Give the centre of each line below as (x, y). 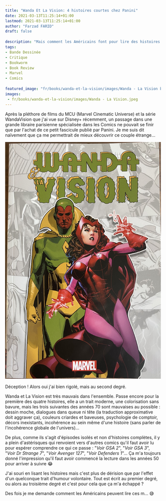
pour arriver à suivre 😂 (29, 464)
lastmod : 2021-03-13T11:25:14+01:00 (43, 21)
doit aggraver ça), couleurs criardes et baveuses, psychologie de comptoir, (82, 417)
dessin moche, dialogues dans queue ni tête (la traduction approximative (79, 412)
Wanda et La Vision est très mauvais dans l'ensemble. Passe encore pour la (82, 397)
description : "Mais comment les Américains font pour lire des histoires (83, 42)
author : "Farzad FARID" (30, 26)
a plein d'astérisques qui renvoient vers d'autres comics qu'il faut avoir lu (80, 443)
